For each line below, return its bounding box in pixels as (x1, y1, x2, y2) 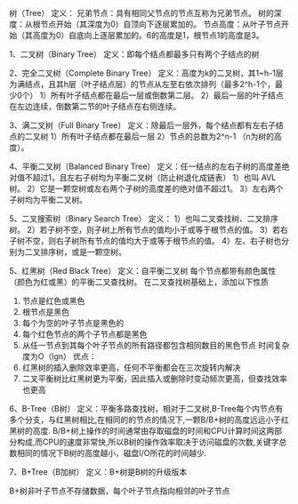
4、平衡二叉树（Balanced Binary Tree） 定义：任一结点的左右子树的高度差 (9, 161, 282, 172)
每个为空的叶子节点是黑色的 (21, 318, 125, 328)
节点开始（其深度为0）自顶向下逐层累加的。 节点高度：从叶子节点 (39, 19, 282, 29)
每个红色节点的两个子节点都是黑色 (21, 329, 148, 340)
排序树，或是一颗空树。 (39, 247, 126, 257)
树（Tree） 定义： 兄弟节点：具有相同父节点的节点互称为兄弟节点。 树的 (9, 8, 274, 18)
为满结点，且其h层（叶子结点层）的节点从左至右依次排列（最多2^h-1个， (9, 79, 276, 89)
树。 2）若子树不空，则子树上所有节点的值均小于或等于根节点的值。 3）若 (9, 225, 281, 235)
